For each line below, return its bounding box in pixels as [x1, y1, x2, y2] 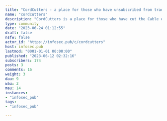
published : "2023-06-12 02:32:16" [5, 53, 77, 59]
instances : [5, 90, 28, 95]
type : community [5, 21, 39, 26]
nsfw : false [5, 35, 30, 40]
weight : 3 [5, 72, 26, 77]
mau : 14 [5, 85, 21, 91]
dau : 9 [5, 76, 19, 81]
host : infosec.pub [5, 44, 43, 49]
